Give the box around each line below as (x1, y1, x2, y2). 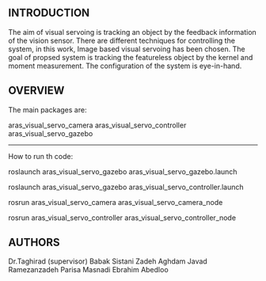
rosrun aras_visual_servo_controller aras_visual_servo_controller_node (8, 213, 236, 222)
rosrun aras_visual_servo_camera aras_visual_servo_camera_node (8, 197, 223, 207)
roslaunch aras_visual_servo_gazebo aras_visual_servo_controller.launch (8, 182, 244, 192)
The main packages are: (8, 104, 87, 114)
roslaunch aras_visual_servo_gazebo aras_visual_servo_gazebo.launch (8, 166, 237, 177)
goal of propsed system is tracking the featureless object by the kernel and (8, 52, 253, 62)
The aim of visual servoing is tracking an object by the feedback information (8, 27, 257, 36)
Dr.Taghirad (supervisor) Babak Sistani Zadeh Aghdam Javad (8, 256, 207, 266)
